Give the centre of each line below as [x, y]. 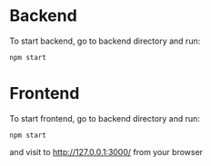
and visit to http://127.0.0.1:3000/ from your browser [106, 151]
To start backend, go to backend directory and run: [105, 41]
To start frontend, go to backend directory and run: [105, 118]
